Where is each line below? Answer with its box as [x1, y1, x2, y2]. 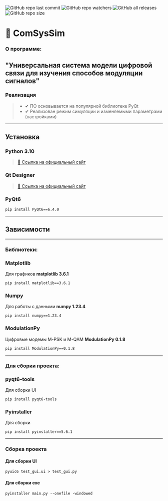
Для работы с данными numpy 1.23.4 [5, 304, 86, 310]
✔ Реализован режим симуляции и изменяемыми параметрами [24, 108, 162, 114]
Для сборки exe [5, 479, 40, 485]
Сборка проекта [5, 446, 47, 453]
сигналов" [5, 77, 40, 85]
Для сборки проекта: [5, 362, 60, 369]
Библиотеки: [5, 246, 38, 253]
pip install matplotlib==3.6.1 [5, 281, 70, 286]
